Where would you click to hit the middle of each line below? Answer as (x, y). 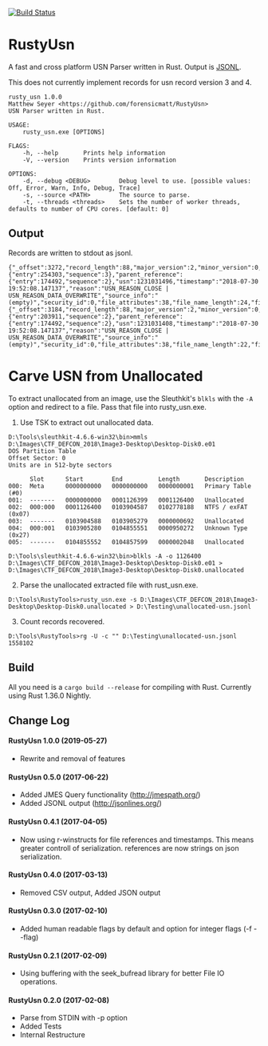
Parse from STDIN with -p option (73, 1018)
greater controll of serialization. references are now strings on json (129, 848)
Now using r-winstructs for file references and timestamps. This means (137, 840)
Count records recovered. (62, 621)
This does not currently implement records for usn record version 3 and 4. (130, 82)
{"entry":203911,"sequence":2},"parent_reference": (96, 316)
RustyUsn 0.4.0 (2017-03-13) (58, 875)
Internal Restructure (52, 1035)
